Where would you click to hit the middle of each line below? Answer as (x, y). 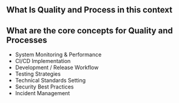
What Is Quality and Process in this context (89, 10)
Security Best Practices (44, 87)
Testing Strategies (38, 74)
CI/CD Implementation (43, 61)
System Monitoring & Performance (58, 55)
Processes (27, 40)
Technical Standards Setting (50, 81)
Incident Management (42, 93)
